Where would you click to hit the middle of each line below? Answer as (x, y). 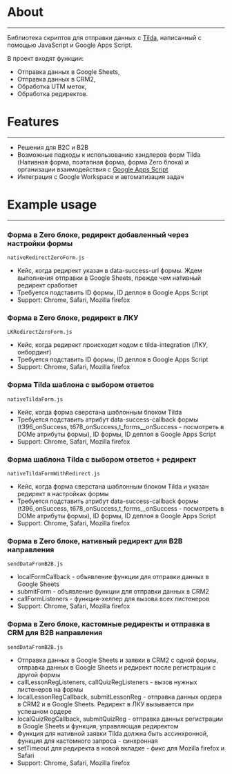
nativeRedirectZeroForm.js (46, 258)
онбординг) (34, 352)
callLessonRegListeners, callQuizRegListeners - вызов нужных (107, 682)
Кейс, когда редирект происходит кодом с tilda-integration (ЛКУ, (113, 345)
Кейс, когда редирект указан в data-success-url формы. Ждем (109, 271)
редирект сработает (47, 285)
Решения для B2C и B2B (52, 147)
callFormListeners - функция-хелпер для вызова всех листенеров (113, 599)
